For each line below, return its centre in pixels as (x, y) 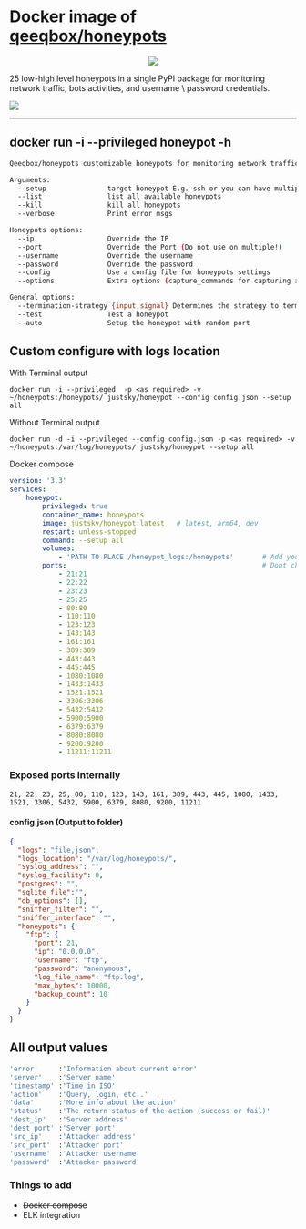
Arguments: (30, 179)
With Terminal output (49, 373)
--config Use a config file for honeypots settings (144, 272)
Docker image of (73, 17)
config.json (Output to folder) (66, 823)
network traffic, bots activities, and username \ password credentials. (140, 87)
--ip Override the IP (93, 239)
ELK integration (51, 1214)
